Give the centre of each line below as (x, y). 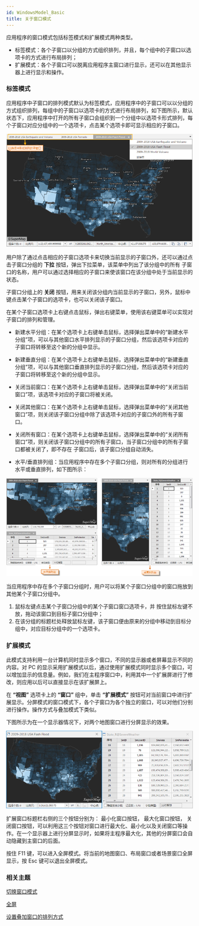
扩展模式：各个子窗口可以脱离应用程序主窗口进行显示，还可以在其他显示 (103, 65)
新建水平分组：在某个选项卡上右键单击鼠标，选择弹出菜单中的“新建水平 (101, 332)
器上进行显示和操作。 (41, 72)
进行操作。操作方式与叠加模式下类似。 (53, 709)
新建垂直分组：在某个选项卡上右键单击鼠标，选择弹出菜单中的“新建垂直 (101, 359)
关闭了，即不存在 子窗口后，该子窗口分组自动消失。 (94, 449)
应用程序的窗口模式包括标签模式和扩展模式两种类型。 (71, 37)
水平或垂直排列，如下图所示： (51, 469)
